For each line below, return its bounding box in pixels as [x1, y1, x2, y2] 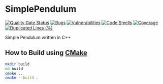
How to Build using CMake [5, 49, 88, 57]
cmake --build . [5, 75, 38, 81]
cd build [5, 66, 23, 71]
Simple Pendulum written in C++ [5, 34, 71, 40]
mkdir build [5, 61, 30, 67]
